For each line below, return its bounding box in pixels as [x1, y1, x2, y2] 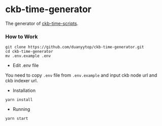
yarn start [5, 116, 28, 121]
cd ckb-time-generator [5, 49, 53, 54]
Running [12, 106, 30, 112]
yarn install [5, 98, 33, 103]
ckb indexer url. [5, 78, 38, 84]
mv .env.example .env [5, 53, 51, 59]
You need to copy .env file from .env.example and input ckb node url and [5, 72, 157, 78]
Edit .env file [12, 62, 39, 69]
